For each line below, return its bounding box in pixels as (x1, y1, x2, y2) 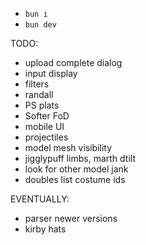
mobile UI (24, 121, 65, 132)
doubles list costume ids (24, 174, 126, 185)
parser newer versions (24, 213, 118, 224)
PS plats (24, 99, 60, 111)
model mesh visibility (24, 142, 113, 153)
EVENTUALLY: (10, 193, 70, 205)
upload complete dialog (24, 57, 123, 68)
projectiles (24, 131, 69, 143)
